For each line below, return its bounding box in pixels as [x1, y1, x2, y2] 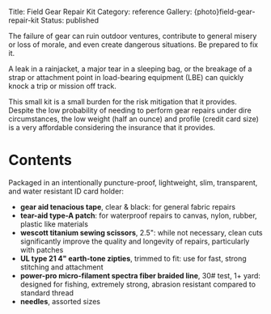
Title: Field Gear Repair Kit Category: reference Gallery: [8, 7, 193, 16]
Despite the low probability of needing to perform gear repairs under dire [8, 105, 252, 115]
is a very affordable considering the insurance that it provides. [8, 123, 216, 132]
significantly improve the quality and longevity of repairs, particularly [19, 236, 250, 246]
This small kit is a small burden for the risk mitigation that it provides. [8, 97, 237, 106]
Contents [8, 151, 73, 169]
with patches [19, 244, 64, 254]
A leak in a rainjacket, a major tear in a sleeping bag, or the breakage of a [8, 64, 252, 74]
